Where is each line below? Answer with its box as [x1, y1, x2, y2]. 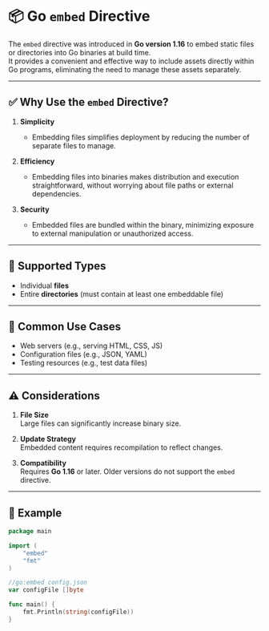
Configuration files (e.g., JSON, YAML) [19, 350, 148, 359]
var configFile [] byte [8, 586, 84, 594]
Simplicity [19, 116, 54, 126]
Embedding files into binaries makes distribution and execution [31, 172, 239, 181]
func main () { [8, 601, 56, 609]
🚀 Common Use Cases [8, 319, 122, 334]
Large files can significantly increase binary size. [19, 419, 182, 428]
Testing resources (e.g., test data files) [19, 358, 148, 368]
